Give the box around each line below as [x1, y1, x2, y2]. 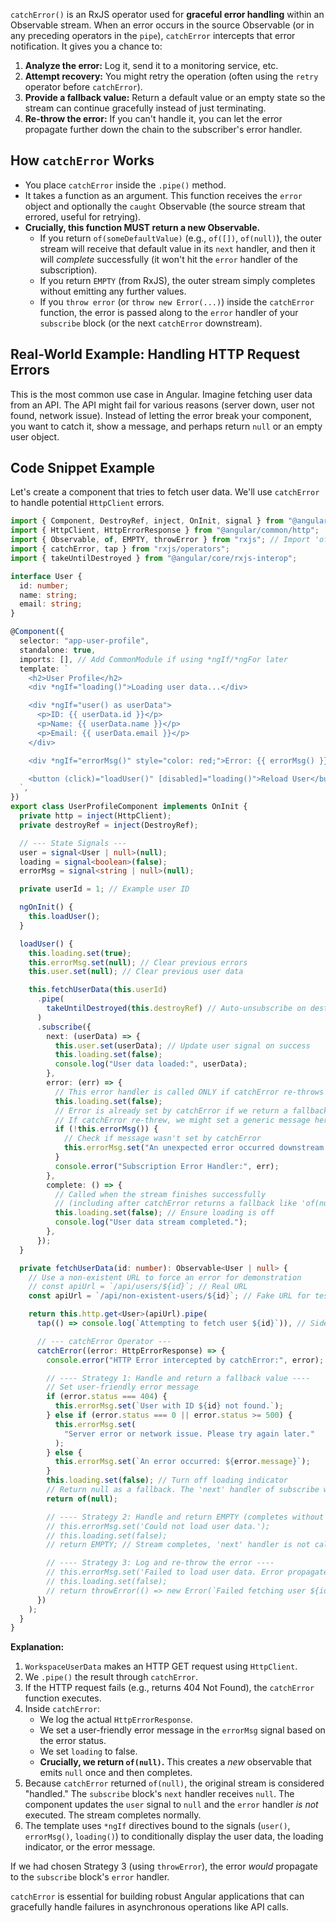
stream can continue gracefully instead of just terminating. [24, 102, 267, 114]
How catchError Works [10, 152, 155, 169]
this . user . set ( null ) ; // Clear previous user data [28, 967, 244, 977]
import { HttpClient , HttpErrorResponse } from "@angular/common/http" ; [10, 525, 320, 536]
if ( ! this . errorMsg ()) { [54, 1124, 159, 1134]
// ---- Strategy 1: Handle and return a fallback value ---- [46, 1373, 311, 1383]
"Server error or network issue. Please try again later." [63, 1429, 315, 1439]
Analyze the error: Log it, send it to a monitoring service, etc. [24, 60, 279, 71]
